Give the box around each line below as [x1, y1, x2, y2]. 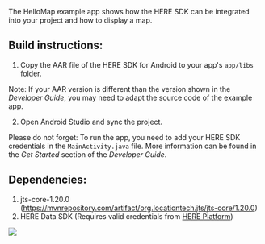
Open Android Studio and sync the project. [19, 117, 163, 126]
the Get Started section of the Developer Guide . [8, 149, 167, 159]
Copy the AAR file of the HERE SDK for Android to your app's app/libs [19, 60, 254, 69]
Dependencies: [8, 173, 87, 187]
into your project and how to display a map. [8, 15, 153, 25]
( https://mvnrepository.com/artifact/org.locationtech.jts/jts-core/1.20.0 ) [19, 203, 258, 213]
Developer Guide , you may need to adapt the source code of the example [8, 93, 253, 102]
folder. [19, 68, 42, 78]
